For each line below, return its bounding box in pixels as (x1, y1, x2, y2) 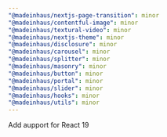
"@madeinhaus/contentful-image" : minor (8, 19, 139, 27)
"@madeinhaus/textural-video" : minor (8, 26, 132, 34)
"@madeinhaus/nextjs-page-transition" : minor (8, 11, 159, 20)
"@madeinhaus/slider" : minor (8, 84, 103, 92)
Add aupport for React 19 (8, 121, 89, 130)
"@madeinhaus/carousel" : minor (8, 48, 111, 56)
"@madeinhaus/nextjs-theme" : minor (8, 33, 125, 41)
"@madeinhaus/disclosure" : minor (8, 41, 118, 49)
